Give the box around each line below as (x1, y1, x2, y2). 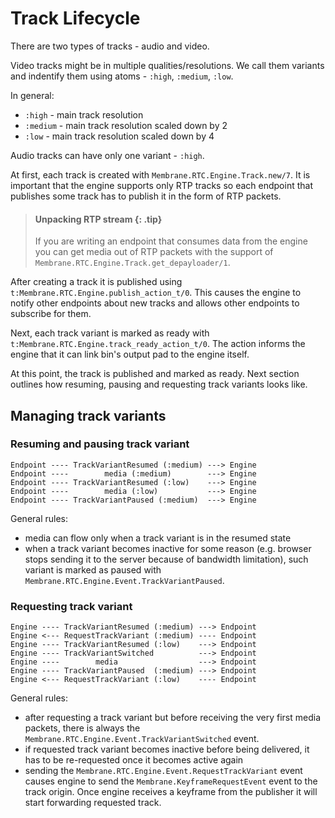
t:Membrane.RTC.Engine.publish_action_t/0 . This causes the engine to (10, 287, 302, 299)
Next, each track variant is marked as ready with (10, 327, 210, 339)
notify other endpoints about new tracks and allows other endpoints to (10, 297, 300, 309)
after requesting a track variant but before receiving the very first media (24, 712, 322, 724)
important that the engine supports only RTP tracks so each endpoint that (10, 179, 313, 191)
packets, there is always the (24, 722, 141, 734)
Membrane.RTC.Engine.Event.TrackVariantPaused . (24, 574, 225, 586)
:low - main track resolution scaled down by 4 (24, 130, 215, 142)
